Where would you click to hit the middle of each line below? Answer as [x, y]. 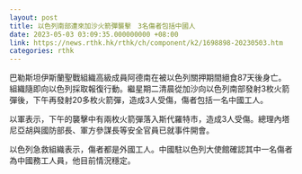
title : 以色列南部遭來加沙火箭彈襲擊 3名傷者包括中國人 [102, 26]
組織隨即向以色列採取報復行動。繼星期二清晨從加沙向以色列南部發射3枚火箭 [150, 89]
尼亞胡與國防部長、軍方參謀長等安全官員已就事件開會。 [111, 130]
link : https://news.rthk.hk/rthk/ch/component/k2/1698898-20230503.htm [146, 43]
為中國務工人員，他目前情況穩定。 [72, 161]
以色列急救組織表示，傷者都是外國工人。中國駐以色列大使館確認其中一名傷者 [151, 150]
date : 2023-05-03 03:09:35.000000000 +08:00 [94, 34]
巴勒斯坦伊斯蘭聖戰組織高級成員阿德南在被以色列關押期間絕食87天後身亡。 [148, 78]
